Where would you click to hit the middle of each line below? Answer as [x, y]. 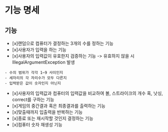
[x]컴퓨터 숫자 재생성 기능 [37, 124]
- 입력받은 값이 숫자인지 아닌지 [33, 83]
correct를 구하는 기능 [33, 99]
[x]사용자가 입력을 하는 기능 [39, 50]
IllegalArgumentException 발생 [43, 62]
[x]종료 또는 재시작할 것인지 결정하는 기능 [53, 118]
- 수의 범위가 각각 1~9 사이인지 [34, 73]
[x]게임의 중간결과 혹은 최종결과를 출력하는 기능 [59, 106]
